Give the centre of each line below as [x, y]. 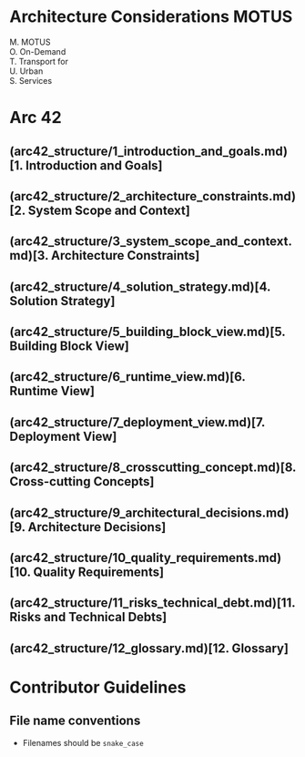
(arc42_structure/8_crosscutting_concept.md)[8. [153, 468]
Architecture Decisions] [97, 527]
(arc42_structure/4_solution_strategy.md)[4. [140, 286]
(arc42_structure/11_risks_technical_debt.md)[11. [152, 603]
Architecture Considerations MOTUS [151, 17]
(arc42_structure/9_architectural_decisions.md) [149, 512]
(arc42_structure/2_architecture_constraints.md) [153, 196]
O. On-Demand [38, 51]
